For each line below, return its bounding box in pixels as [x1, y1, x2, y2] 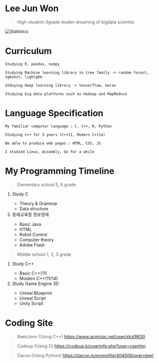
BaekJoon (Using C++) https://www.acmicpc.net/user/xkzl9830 [17, 333, 145, 339]
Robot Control [19, 231, 48, 237]
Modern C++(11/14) [19, 275, 58, 281]
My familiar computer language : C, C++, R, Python [5, 124, 112, 129]
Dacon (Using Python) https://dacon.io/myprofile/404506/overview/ [17, 352, 154, 358]
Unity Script [19, 300, 44, 306]
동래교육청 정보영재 [12, 211, 49, 217]
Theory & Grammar [19, 200, 58, 206]
